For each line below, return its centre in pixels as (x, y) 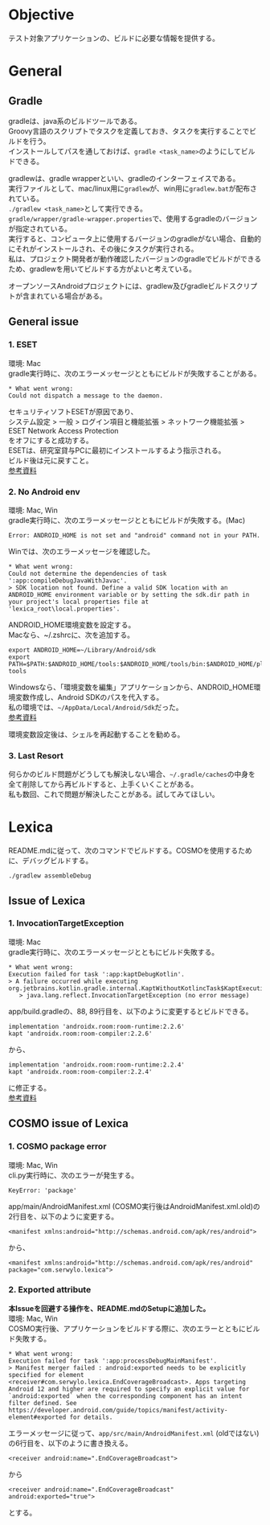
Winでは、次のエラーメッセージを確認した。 (82, 551)
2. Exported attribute (50, 1290)
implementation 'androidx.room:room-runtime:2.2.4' (96, 1065)
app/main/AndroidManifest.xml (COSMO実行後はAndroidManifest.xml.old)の (134, 1206)
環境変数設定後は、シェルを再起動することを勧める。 (96, 734)
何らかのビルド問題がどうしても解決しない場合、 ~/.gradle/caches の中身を (132, 775)
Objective (41, 15)
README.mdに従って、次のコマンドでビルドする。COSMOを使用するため (130, 851)
